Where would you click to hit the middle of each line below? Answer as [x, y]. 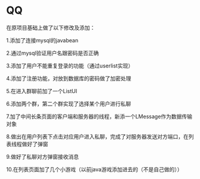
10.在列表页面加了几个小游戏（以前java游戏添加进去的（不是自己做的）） [94, 169]
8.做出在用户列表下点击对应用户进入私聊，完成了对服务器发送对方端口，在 [98, 136]
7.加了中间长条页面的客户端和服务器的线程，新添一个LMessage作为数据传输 [99, 116]
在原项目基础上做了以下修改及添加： [51, 27]
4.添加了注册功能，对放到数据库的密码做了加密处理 [69, 78]
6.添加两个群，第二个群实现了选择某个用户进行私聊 [69, 104]
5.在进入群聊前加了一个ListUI [42, 91]
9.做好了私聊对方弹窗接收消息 [43, 156]
